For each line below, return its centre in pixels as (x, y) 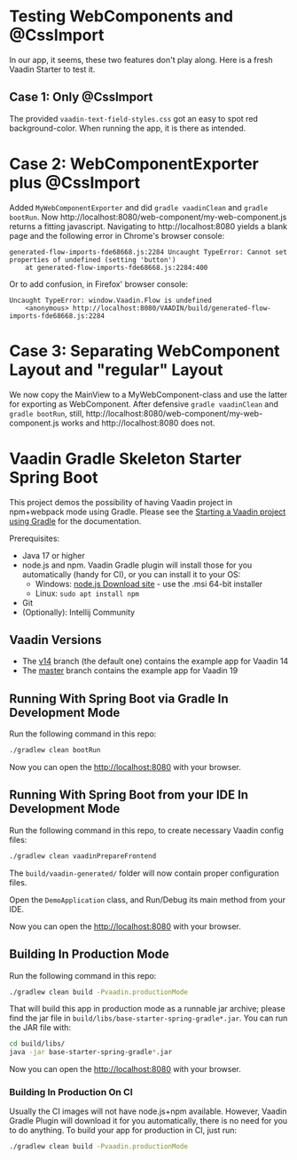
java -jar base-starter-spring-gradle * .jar (91, 1053)
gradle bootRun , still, (47, 413)
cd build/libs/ (37, 1044)
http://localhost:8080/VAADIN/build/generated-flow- (172, 308)
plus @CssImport (74, 183)
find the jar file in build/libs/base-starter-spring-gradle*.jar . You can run (148, 1018)
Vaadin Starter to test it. (52, 69)
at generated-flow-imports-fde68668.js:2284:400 (117, 267)
